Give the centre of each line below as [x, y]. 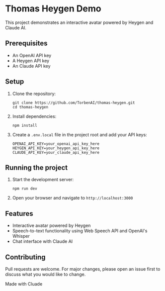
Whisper [21, 236]
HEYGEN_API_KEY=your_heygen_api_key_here [56, 148]
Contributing [25, 257]
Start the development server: [43, 180]
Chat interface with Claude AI [42, 241]
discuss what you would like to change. [45, 274]
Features [19, 214]
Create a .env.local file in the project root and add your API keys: [80, 134]
